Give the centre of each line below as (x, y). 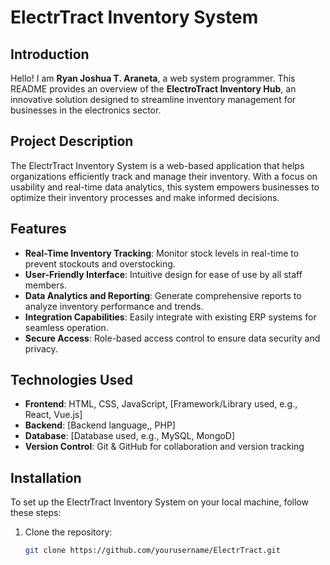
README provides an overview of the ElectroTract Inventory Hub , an (153, 89)
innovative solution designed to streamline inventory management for (153, 99)
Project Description (72, 141)
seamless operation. (66, 327)
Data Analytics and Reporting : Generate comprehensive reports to (163, 295)
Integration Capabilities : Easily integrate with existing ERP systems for (170, 317)
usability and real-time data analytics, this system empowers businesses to (165, 187)
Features (38, 229)
